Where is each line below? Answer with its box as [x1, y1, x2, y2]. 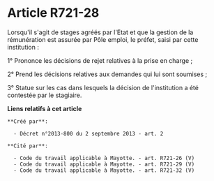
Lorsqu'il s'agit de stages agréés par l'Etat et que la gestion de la [7, 28, 194, 36]
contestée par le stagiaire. [7, 91, 82, 99]
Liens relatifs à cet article [7, 104, 82, 113]
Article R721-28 [7, 5, 100, 21]
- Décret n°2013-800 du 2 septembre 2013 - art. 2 [13, 130, 164, 137]
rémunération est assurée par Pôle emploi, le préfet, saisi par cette [7, 35, 199, 43]
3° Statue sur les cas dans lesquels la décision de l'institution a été [7, 83, 199, 92]
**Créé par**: [7, 117, 49, 125]
